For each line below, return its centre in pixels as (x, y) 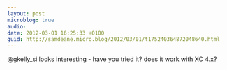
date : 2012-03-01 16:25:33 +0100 (56, 33)
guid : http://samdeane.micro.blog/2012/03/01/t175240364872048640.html (113, 40)
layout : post (26, 14)
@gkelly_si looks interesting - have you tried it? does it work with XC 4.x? (112, 59)
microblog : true (31, 20)
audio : (17, 26)
